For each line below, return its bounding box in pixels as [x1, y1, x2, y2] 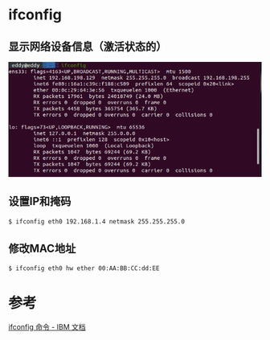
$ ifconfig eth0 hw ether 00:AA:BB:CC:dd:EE [8, 264, 160, 272]
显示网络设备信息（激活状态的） [8, 39, 167, 53]
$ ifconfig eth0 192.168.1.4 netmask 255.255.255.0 [8, 217, 185, 226]
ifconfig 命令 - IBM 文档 [8, 322, 86, 332]
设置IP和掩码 [8, 195, 72, 208]
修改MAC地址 [8, 241, 76, 255]
